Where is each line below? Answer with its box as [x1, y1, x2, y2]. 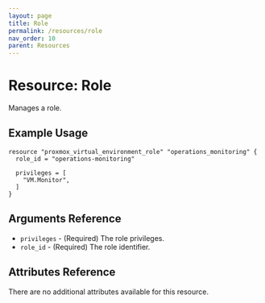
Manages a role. [8, 103, 62, 113]
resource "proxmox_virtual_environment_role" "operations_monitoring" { [8, 147, 258, 156]
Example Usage [8, 127, 89, 140]
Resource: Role [8, 77, 112, 95]
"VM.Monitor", [23, 176, 70, 184]
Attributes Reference [8, 265, 116, 279]
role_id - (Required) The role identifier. [19, 242, 151, 251]
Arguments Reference [8, 212, 122, 226]
